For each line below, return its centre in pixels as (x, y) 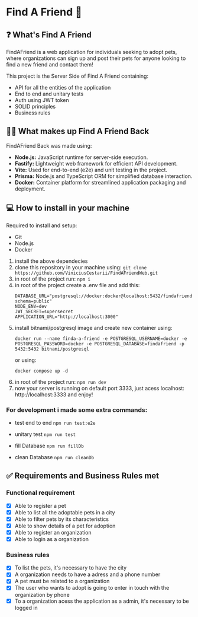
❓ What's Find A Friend (49, 35)
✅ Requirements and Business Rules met (83, 476)
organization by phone (42, 594)
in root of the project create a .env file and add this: (77, 285)
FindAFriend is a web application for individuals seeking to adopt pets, (92, 52)
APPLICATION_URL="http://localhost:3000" (66, 317)
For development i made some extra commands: (77, 410)
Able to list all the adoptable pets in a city (65, 512)
